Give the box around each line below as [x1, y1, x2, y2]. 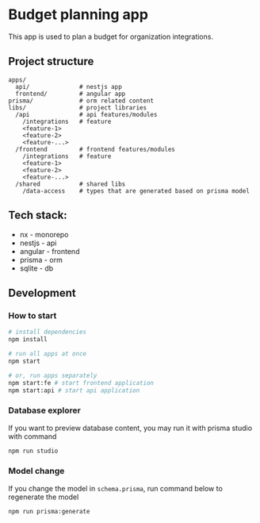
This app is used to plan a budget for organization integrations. [8, 32, 214, 41]
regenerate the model [8, 492, 79, 502]
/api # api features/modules [15, 110, 158, 118]
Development [8, 286, 77, 299]
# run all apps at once [8, 350, 87, 358]
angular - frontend [19, 246, 80, 256]
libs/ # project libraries [8, 103, 147, 112]
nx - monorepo [19, 229, 69, 239]
